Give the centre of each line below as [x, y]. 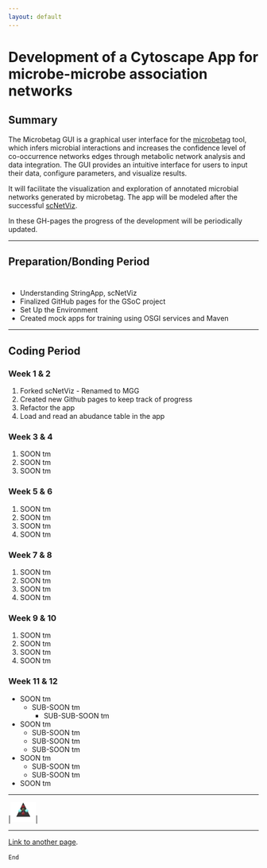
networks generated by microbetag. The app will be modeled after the [123, 197]
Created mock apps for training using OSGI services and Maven [124, 319]
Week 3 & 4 [31, 437]
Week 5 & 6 [31, 491]
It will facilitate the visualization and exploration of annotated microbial [124, 188]
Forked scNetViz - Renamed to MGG [79, 391]
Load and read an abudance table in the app [92, 417]
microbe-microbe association [108, 74]
